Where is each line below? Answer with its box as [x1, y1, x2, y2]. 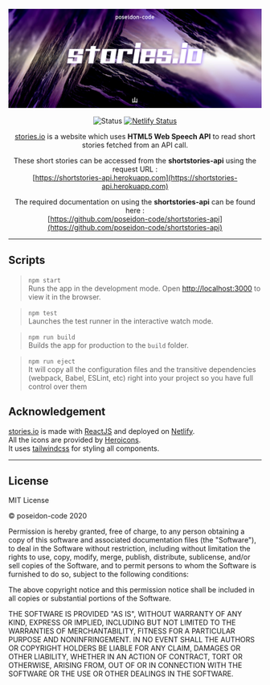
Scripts [8, 254, 46, 267]
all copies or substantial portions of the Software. [8, 593, 171, 604]
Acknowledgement [8, 405, 106, 419]
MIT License [8, 496, 50, 505]
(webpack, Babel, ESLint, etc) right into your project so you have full [27, 373, 254, 382]
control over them [27, 382, 88, 391]
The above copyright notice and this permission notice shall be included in [8, 585, 255, 595]
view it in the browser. [27, 291, 102, 302]
